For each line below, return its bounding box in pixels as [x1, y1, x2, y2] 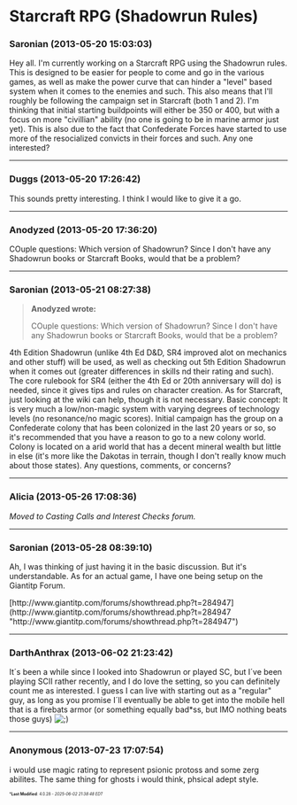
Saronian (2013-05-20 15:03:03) [9, 38, 153, 50]
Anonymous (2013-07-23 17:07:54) [9, 744, 164, 756]
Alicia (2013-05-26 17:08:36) [9, 491, 137, 503]
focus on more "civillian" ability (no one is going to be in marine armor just [9, 114, 279, 125]
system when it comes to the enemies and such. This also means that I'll [9, 86, 273, 97]
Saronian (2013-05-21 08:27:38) [9, 283, 152, 296]
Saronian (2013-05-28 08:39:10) [9, 541, 153, 553]
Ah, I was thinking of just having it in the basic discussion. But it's [9, 561, 247, 572]
